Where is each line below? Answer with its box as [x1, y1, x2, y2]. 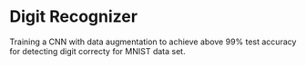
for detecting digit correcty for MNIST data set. [9, 45, 186, 56]
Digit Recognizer [9, 6, 138, 27]
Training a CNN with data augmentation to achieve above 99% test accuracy [9, 36, 297, 47]
